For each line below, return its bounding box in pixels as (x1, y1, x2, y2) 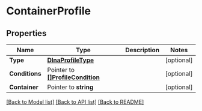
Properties (6, 28, 47, 38)
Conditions (9, 70, 41, 77)
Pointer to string (47, 83, 94, 91)
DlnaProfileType (47, 56, 94, 64)
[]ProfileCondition (47, 73, 100, 82)
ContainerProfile (6, 4, 91, 18)
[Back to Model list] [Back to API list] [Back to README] (6, 98, 144, 106)
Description (125, 46, 160, 54)
